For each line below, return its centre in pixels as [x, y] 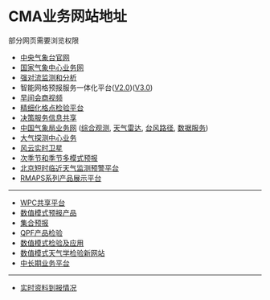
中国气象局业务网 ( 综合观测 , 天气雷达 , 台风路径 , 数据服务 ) [114, 127]
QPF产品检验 [41, 232]
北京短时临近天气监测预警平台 [69, 168]
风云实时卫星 [41, 148]
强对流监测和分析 [48, 77]
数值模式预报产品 [48, 212]
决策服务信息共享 [48, 117]
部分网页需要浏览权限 [43, 40]
